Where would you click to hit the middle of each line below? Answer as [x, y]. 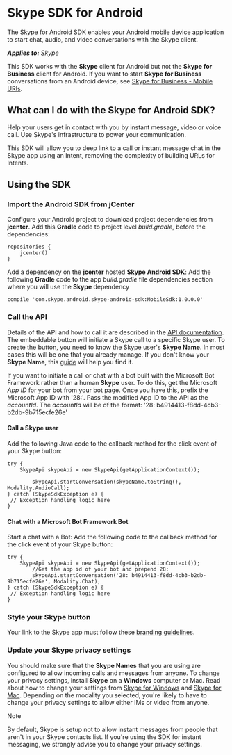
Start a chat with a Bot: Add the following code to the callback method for [112, 537]
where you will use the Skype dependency [68, 287]
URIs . [15, 88]
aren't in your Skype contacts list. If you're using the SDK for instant [104, 737]
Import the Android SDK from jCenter [71, 204]
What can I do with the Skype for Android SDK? [111, 110]
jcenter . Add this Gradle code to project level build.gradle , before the [107, 227]
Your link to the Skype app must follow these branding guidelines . [101, 632]
